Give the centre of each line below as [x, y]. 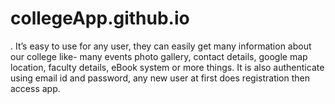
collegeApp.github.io [100, 18]
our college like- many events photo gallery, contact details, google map [159, 56]
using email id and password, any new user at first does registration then [160, 78]
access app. [35, 88]
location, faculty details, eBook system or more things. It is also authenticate [167, 67]
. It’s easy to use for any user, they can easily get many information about [161, 46]
